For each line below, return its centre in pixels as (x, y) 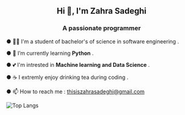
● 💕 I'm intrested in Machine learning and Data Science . (78, 64)
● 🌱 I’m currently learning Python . (50, 53)
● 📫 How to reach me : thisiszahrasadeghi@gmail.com (76, 92)
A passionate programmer (102, 28)
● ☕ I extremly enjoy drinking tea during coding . (67, 77)
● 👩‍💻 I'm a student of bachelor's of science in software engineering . (93, 41)
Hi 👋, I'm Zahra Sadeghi (102, 11)
